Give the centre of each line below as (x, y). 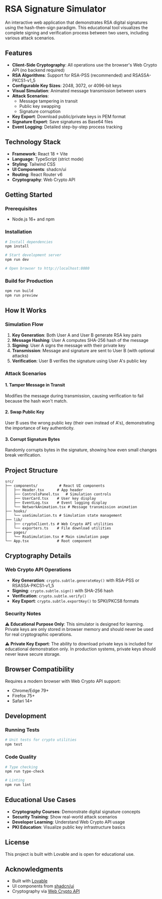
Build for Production (29, 281)
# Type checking (21, 767)
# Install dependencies (29, 242)
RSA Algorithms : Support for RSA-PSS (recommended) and (72, 75)
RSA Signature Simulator (56, 9)
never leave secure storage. (33, 654)
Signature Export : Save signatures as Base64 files (62, 121)
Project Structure (31, 470)
